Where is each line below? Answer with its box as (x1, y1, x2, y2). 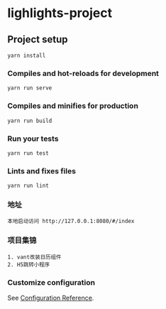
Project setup (7, 33, 69, 45)
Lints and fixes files (7, 166, 77, 175)
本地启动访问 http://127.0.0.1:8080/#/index (7, 218, 135, 225)
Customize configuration (7, 277, 96, 287)
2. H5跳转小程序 (7, 261, 50, 268)
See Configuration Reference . (7, 293, 94, 303)
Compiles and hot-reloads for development (7, 68, 160, 78)
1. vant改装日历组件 (7, 254, 62, 261)
